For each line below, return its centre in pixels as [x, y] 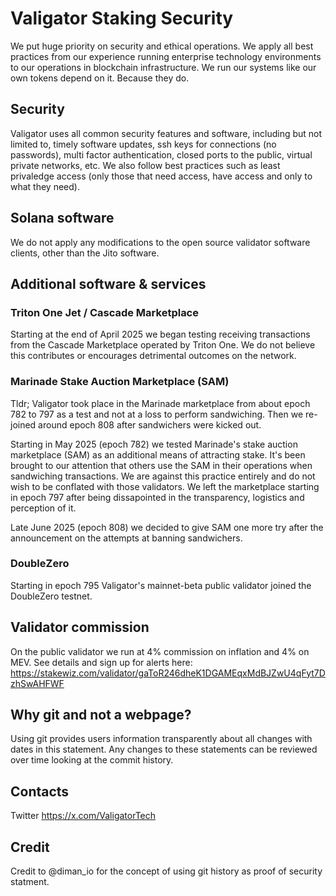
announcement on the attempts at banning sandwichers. [126, 538]
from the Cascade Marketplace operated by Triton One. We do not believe [163, 345]
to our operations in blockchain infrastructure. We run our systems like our [163, 67]
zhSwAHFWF [37, 683]
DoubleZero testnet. [51, 596]
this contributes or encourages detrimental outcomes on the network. [153, 356]
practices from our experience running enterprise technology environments [166, 56]
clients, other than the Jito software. [85, 253]
